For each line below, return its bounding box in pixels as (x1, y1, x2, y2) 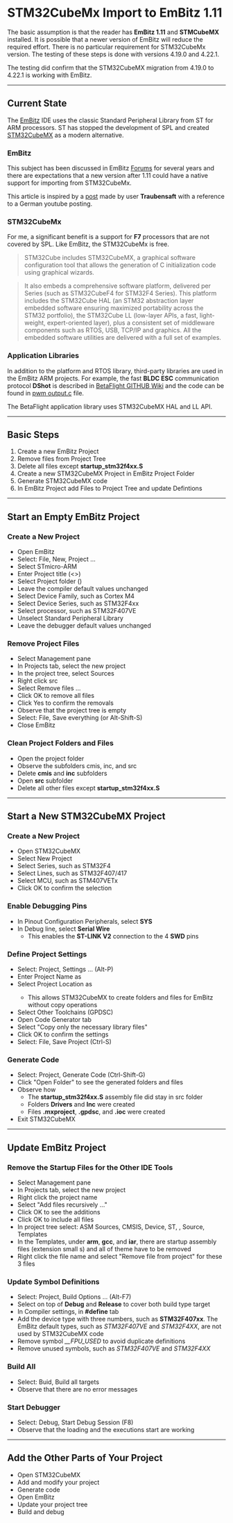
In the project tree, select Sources (17, 669, 114, 678)
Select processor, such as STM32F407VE (17, 607, 137, 615)
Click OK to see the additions (17, 1208, 101, 1216)
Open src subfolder (17, 776, 74, 785)
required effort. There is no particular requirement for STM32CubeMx (7, 42, 206, 51)
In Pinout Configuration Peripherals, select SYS (17, 917, 153, 925)
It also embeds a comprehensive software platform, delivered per (24, 282, 212, 290)
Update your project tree (17, 1500, 88, 1508)
